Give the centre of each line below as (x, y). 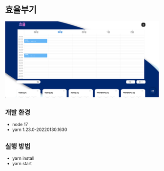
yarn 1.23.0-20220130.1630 (40, 129)
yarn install (23, 158)
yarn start (22, 164)
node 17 (20, 125)
